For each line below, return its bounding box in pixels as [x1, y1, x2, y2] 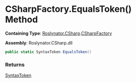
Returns [5, 61, 25, 68]
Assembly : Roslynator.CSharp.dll [5, 40, 73, 45]
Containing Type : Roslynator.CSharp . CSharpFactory [5, 30, 112, 36]
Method [5, 14, 38, 25]
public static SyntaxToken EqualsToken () [5, 49, 92, 54]
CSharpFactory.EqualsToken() [5, 3, 132, 15]
